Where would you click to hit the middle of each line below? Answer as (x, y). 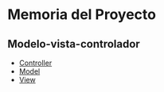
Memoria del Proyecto (82, 15)
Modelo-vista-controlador (74, 44)
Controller (35, 63)
